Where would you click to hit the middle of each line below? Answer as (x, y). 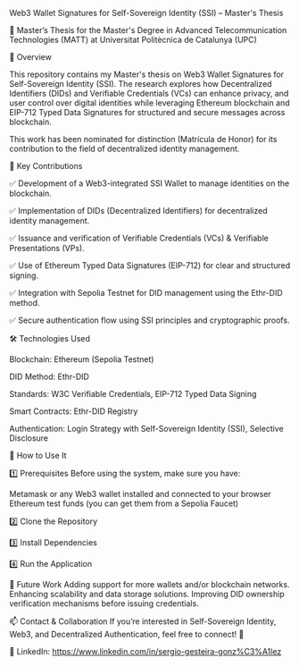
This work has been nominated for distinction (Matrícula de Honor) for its (143, 139)
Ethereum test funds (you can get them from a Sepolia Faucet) (124, 503)
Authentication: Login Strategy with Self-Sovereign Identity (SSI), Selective (146, 429)
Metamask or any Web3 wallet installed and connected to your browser (141, 494)
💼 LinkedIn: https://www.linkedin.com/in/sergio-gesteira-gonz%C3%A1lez (145, 651)
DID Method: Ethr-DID (49, 376)
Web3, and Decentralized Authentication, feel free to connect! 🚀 (127, 634)
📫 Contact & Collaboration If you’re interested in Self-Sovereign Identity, (143, 621)
